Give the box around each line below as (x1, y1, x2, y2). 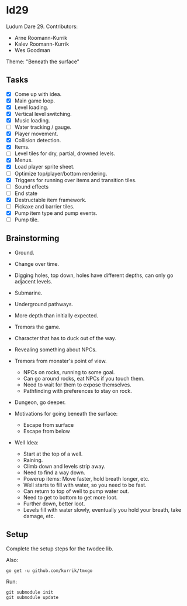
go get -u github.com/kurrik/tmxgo (6, 567, 93, 574)
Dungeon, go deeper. (14, 399, 66, 406)
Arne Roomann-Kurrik (14, 34, 68, 41)
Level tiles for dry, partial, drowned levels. (14, 150, 116, 157)
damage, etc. (23, 512, 56, 519)
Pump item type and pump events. (14, 209, 98, 217)
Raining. (23, 456, 43, 463)
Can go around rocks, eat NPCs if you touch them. (23, 375, 145, 382)
